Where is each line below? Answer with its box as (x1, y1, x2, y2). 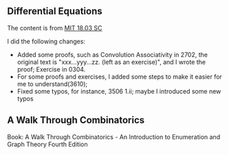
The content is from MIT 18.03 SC (7, 23, 102, 32)
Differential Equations (7, 6, 102, 17)
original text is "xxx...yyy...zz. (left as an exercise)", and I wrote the (17, 58, 206, 66)
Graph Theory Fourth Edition (7, 140, 88, 148)
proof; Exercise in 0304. (17, 65, 86, 73)
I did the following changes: (7, 37, 86, 45)
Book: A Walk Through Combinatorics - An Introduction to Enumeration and (7, 132, 221, 141)
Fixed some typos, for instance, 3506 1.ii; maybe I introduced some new (17, 87, 221, 95)
